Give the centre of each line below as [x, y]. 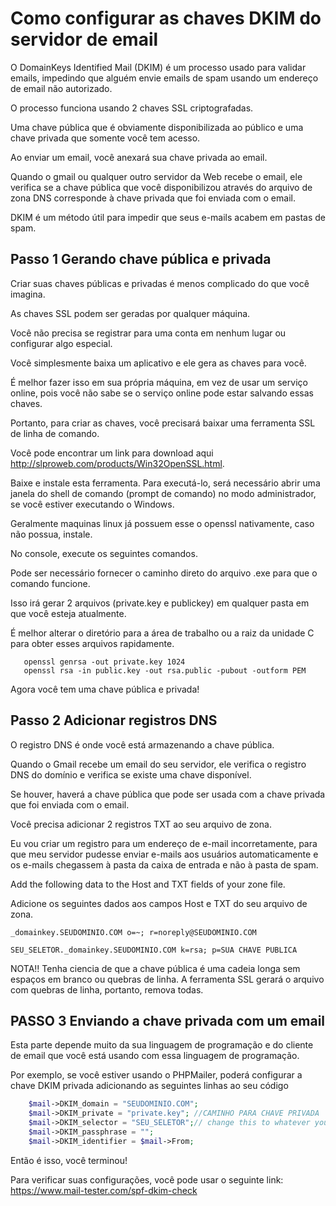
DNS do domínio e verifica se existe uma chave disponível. [131, 774]
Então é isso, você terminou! [69, 1160]
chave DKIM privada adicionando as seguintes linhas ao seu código [149, 1086]
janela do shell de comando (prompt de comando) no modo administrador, [163, 493]
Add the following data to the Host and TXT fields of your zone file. [148, 884]
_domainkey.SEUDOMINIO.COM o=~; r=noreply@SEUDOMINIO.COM [133, 932]
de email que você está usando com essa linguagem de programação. [155, 1056]
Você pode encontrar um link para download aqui [112, 453]
